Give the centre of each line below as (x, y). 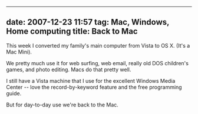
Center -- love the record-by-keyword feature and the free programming (94, 87)
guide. (14, 93)
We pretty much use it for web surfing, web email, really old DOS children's (97, 63)
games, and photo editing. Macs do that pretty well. (69, 69)
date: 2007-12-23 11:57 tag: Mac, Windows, (88, 22)
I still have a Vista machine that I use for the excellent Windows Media (91, 81)
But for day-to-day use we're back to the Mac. (62, 105)
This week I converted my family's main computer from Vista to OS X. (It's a (98, 45)
